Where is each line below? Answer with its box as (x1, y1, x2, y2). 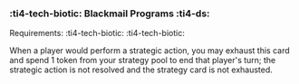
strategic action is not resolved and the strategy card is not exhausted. (9, 64, 274, 75)
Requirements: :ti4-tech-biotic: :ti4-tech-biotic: (9, 28, 186, 39)
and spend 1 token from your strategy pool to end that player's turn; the (9, 55, 276, 66)
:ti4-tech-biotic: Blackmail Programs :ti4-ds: (9, 7, 210, 20)
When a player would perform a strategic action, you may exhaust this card (9, 45, 290, 56)
